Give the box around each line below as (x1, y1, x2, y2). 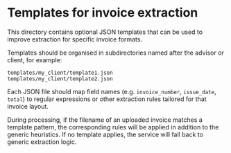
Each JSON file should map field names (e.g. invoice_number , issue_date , (7, 87, 216, 96)
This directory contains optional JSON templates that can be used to (7, 28, 203, 36)
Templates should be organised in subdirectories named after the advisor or (7, 48, 224, 57)
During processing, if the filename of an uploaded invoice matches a (7, 116, 203, 124)
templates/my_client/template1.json (7, 69, 113, 76)
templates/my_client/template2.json (7, 75, 113, 82)
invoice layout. (7, 102, 49, 110)
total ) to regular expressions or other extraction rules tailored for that (7, 95, 207, 103)
